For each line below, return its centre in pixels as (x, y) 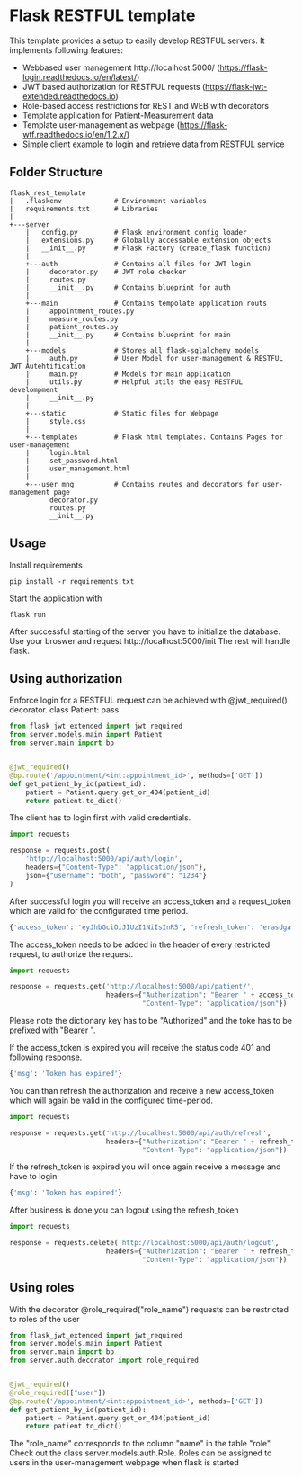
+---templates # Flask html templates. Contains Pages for (154, 437)
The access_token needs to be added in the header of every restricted (140, 944)
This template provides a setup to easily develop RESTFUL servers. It (137, 40)
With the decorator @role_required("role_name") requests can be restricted (149, 1309)
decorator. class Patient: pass (64, 710)
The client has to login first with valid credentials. (100, 818)
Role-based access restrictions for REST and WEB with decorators (146, 105)
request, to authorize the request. (71, 953)
